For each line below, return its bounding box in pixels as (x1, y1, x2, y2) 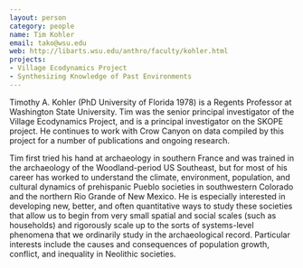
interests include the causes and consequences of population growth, (9, 238, 270, 249)
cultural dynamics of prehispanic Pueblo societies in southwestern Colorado (9, 181, 294, 192)
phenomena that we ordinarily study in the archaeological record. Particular (9, 229, 291, 240)
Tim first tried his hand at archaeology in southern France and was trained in (9, 152, 295, 163)
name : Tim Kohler (9, 30, 75, 39)
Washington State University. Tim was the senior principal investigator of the (9, 106, 295, 117)
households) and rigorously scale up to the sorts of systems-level (9, 219, 255, 230)
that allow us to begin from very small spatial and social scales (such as (9, 209, 277, 221)
